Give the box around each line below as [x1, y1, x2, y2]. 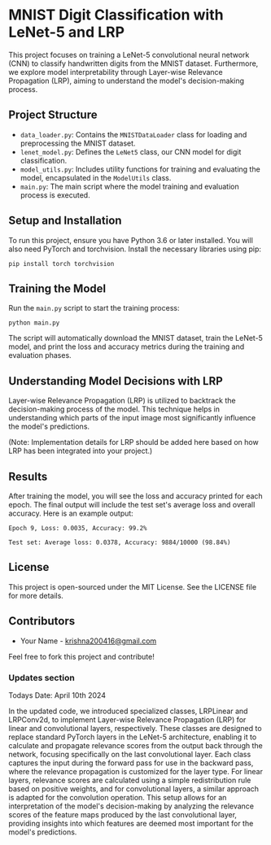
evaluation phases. [8, 351, 72, 360]
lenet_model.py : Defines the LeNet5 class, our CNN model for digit [20, 146, 242, 156]
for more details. [8, 590, 63, 600]
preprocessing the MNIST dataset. [20, 138, 136, 148]
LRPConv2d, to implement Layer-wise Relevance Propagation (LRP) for [8, 714, 247, 725]
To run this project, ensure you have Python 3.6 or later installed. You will [8, 235, 254, 245]
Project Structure [8, 108, 98, 122]
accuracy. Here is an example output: [8, 508, 134, 518]
